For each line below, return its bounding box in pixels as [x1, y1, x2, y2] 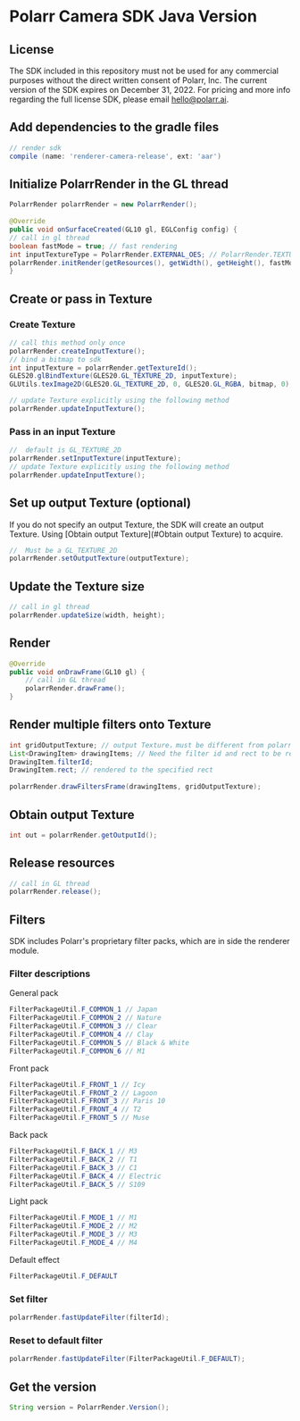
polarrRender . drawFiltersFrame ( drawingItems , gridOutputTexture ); [9, 782, 262, 791]
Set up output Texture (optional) [9, 496, 192, 511]
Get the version [9, 1379, 96, 1394]
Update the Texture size [9, 579, 146, 594]
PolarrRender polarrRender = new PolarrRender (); [9, 200, 198, 209]
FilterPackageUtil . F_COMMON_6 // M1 [9, 1047, 146, 1056]
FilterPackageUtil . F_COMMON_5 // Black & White [9, 1038, 190, 1047]
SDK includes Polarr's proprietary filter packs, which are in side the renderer [9, 936, 290, 947]
